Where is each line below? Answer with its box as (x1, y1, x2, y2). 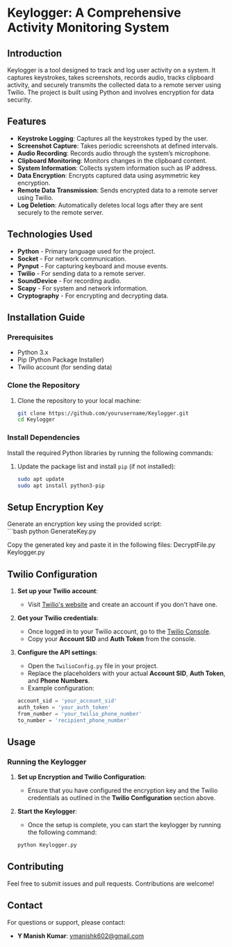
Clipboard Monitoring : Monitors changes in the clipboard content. (17, 156, 207, 164)
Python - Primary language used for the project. (17, 247, 156, 255)
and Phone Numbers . (27, 677, 90, 685)
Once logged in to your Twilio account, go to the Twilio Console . (27, 627, 211, 636)
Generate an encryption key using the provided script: (7, 520, 162, 528)
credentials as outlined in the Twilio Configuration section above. (27, 794, 216, 802)
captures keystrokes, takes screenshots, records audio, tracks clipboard (7, 73, 214, 82)
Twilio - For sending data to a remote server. (17, 269, 146, 277)
